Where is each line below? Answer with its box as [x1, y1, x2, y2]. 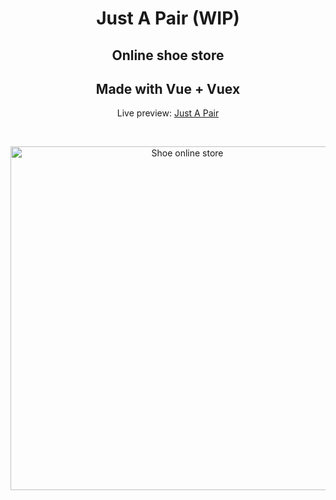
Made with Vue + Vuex [95, 80, 241, 97]
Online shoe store [111, 47, 225, 64]
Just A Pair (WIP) [96, 7, 240, 30]
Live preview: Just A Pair [116, 107, 220, 119]
